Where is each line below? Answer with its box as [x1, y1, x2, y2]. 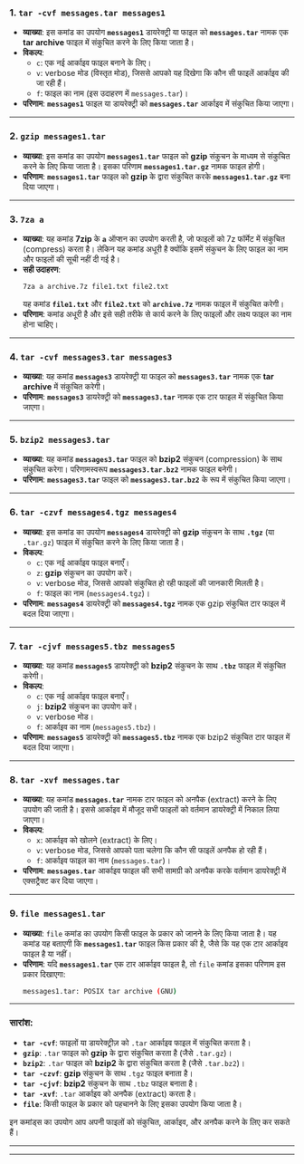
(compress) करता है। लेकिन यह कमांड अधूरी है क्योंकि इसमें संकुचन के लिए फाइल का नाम [22, 243, 289, 255]
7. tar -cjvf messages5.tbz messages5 [9, 640, 176, 652]
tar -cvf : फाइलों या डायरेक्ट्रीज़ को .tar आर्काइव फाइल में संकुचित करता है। [22, 1037, 252, 1048]
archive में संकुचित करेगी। [22, 381, 106, 392]
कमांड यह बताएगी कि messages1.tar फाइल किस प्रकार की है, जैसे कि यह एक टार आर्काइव [22, 938, 289, 948]
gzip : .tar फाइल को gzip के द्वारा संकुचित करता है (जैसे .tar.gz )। [22, 1047, 233, 1058]
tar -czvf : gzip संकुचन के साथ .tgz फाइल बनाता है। [22, 1067, 194, 1079]
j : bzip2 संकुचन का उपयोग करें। [35, 700, 138, 712]
